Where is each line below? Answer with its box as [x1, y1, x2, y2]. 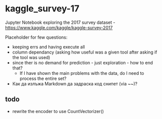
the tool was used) [12, 54, 50, 60]
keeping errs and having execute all [12, 44, 85, 50]
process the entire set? [19, 75, 67, 81]
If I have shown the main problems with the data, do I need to [19, 70, 144, 76]
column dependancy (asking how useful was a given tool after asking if [12, 49, 157, 55]
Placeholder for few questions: [5, 34, 68, 40]
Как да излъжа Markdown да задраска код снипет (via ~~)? [12, 80, 138, 87]
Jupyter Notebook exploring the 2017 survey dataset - [5, 19, 116, 25]
